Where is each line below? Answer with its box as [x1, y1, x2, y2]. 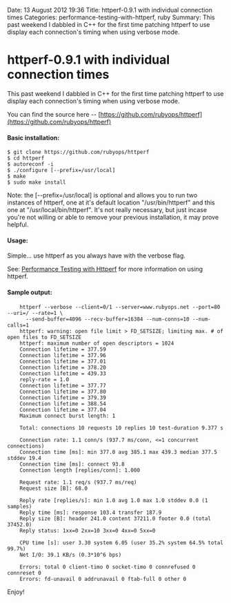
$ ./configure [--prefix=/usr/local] [7, 167, 116, 174]
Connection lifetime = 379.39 [19, 394, 107, 401]
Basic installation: [7, 133, 60, 142]
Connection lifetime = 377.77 [19, 382, 107, 389]
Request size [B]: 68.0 [19, 485, 88, 492]
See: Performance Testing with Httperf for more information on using [7, 265, 203, 274]
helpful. [7, 220, 29, 229]
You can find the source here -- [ [7, 110, 101, 118]
